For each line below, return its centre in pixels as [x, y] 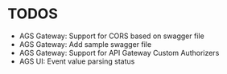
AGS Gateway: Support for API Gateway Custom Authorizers [119, 53]
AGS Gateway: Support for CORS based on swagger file [111, 36]
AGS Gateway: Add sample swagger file [85, 44]
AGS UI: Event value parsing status [77, 61]
